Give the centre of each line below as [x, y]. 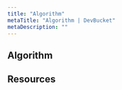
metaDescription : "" [38, 27]
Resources [32, 79]
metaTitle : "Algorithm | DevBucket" [61, 20]
